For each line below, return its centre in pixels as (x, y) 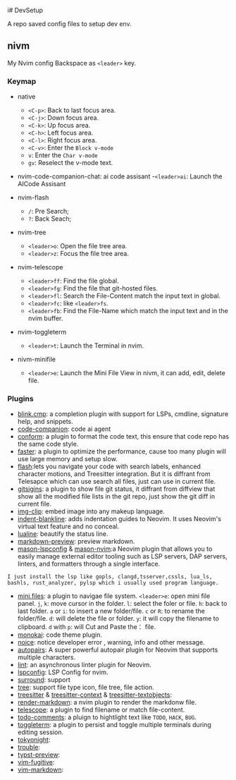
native (26, 97)
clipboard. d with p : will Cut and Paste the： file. (87, 627)
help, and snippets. (45, 422)
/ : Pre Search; (48, 212)
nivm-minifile (37, 360)
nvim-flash (33, 197)
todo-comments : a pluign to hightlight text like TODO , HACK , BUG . (107, 717)
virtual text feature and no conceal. (68, 526)
